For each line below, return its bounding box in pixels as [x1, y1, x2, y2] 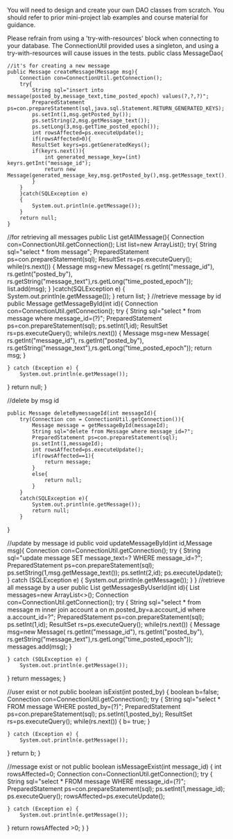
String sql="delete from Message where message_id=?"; [32, 428, 194, 435]
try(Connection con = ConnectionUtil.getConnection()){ [19, 416, 185, 423]
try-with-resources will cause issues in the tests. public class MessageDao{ [7, 49, 224, 57]
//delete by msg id [7, 397, 60, 404]
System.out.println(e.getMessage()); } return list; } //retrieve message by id [7, 292, 222, 300]
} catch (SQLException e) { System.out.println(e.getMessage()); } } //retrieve [7, 576, 225, 584]
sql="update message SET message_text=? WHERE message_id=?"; [7, 554, 203, 562]
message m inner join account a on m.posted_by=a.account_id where [7, 605, 206, 614]
